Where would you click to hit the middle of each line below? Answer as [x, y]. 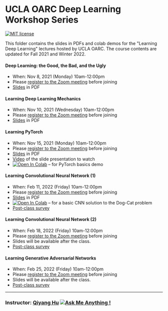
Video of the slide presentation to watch [53, 159]
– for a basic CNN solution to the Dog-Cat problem [100, 202]
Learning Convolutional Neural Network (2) [51, 219]
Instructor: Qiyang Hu [32, 302]
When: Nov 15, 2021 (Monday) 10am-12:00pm [59, 143]
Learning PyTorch [24, 131]
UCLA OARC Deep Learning [63, 9]
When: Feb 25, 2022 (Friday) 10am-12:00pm [58, 269]
